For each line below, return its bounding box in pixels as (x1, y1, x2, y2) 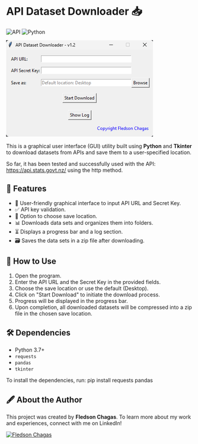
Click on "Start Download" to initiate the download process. (14, 291, 160, 298)
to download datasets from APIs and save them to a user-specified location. (6, 149, 191, 156)
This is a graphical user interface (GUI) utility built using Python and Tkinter (6, 142, 192, 149)
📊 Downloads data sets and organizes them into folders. (14, 219, 154, 226)
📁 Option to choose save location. (14, 212, 98, 219)
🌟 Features (6, 184, 47, 194)
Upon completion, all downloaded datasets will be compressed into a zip (14, 304, 193, 311)
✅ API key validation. (14, 206, 66, 213)
